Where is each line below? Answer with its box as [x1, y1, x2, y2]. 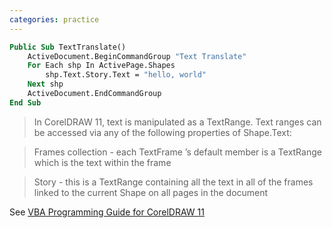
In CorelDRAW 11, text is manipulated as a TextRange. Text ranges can [33, 116, 322, 128]
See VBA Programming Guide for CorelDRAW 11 [9, 206, 205, 218]
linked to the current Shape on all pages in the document [33, 186, 269, 198]
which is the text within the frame [33, 156, 172, 168]
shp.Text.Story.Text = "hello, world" [45, 70, 207, 80]
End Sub [9, 97, 42, 108]
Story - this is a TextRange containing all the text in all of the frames [33, 176, 314, 188]
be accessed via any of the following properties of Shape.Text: [33, 126, 292, 138]
